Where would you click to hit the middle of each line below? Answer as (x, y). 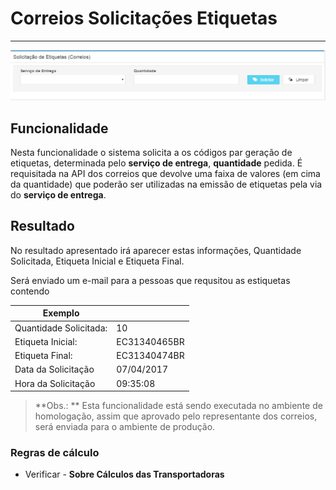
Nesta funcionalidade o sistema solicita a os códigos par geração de (151, 152)
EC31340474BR (150, 356)
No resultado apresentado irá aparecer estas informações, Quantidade (156, 250)
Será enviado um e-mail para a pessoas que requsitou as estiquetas (150, 280)
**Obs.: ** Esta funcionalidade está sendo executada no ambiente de (178, 406)
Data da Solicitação (54, 369)
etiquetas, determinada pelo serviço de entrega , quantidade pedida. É (156, 163)
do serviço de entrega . (58, 194)
